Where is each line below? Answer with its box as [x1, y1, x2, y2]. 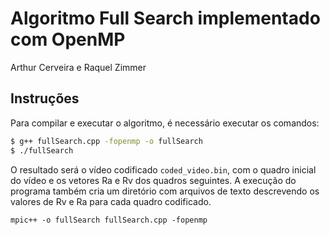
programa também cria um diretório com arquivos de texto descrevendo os [10, 185, 320, 197]
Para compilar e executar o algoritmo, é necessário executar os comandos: [10, 117, 320, 129]
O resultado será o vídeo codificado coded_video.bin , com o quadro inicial [10, 163, 317, 176]
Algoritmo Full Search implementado [10, 7, 321, 30]
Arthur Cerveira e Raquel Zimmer [10, 61, 147, 73]
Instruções [10, 90, 80, 107]
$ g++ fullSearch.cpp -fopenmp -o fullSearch [10, 136, 203, 146]
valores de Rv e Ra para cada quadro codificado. [10, 195, 212, 207]
